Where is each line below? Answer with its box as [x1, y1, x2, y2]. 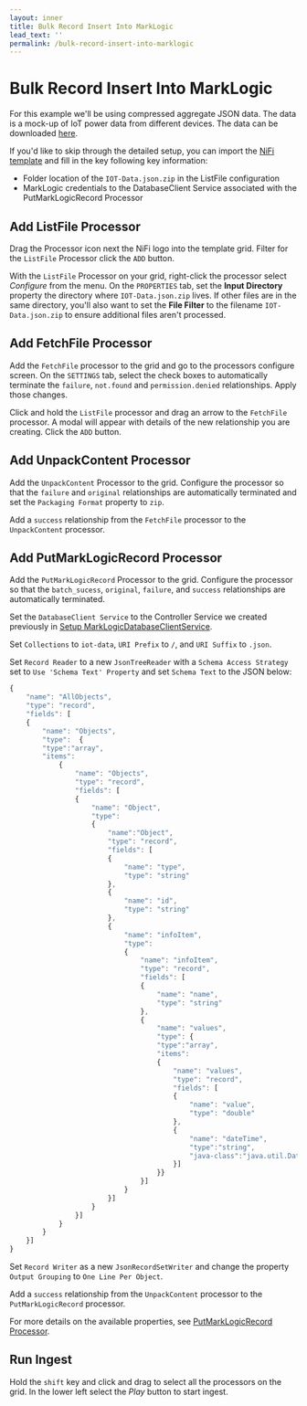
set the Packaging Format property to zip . [9, 496, 164, 507]
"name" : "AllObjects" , [26, 692, 112, 702]
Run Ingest [9, 1352, 73, 1368]
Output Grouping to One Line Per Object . [9, 1271, 164, 1282]
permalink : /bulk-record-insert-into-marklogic [9, 38, 195, 48]
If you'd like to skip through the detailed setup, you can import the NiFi [9, 145, 275, 156]
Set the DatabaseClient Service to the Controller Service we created [9, 611, 268, 622]
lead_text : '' [9, 30, 64, 39]
